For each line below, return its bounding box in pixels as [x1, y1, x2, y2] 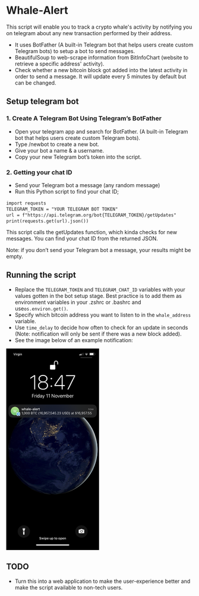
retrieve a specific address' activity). [14, 60, 105, 67]
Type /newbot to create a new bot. [14, 141, 100, 148]
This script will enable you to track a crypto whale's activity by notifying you [6, 23, 192, 30]
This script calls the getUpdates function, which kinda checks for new [6, 228, 177, 235]
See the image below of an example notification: [14, 336, 133, 343]
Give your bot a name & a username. [14, 147, 105, 154]
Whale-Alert [6, 4, 68, 17]
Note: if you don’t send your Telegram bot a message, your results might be [6, 246, 191, 253]
